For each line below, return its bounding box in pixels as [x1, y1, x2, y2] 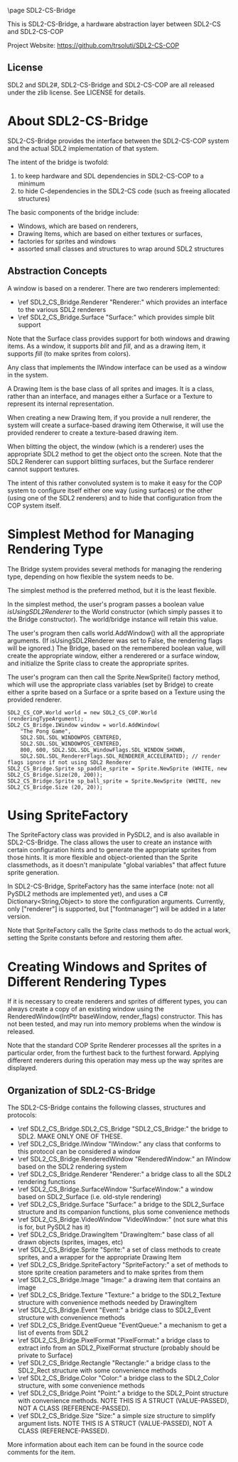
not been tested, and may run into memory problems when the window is [7, 1020, 222, 1028]
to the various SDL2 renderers [17, 305, 107, 313]
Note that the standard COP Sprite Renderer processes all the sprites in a [7, 1041, 222, 1050]
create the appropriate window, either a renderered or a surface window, [7, 651, 220, 660]
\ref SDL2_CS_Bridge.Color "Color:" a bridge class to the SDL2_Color [17, 1374, 220, 1382]
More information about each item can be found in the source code [7, 1441, 204, 1449]
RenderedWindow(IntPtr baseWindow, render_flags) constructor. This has [7, 1012, 223, 1021]
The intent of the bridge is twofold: [7, 158, 109, 166]
